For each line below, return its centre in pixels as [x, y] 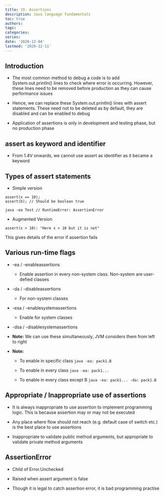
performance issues [32, 93]
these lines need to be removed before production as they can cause [82, 88]
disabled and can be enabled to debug [51, 114]
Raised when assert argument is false [50, 479]
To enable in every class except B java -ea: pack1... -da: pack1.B [88, 379]
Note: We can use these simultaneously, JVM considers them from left [83, 336]
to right [19, 342]
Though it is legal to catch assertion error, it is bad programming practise [86, 488]
